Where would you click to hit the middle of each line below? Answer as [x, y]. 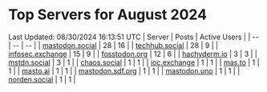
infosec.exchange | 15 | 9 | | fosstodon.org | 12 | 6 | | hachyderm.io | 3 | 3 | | [133, 54]
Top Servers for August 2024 [107, 15]
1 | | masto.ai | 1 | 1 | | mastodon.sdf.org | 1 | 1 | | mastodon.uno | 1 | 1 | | [124, 70]
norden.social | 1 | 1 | [42, 79]
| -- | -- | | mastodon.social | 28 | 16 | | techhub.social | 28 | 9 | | [113, 45]
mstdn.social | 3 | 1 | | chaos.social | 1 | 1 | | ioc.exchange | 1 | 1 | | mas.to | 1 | [134, 62]
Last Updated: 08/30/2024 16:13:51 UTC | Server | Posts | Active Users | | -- [133, 37]
